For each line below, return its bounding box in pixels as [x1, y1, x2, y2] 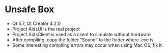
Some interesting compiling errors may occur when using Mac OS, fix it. [12, 42, 163, 48]
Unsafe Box [5, 4, 54, 15]
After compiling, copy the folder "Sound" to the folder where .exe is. [12, 37, 155, 43]
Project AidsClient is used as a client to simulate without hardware [12, 31, 151, 37]
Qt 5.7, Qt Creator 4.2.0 [12, 20, 61, 26]
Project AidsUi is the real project [12, 25, 80, 32]
